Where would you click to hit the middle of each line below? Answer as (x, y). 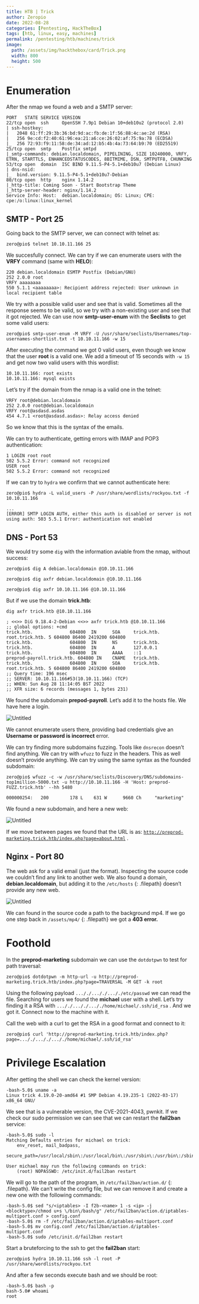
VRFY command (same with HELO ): (50, 262)
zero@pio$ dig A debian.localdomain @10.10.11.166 (70, 569)
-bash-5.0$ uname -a (32, 1090)
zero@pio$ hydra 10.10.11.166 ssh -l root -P (63, 1259)
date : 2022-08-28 (28, 23)
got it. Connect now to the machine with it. (58, 1012)
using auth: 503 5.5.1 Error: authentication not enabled (79, 519)
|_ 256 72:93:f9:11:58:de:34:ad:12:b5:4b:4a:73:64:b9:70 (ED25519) (92, 144)
